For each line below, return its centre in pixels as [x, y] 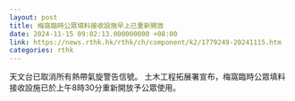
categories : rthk [42, 50]
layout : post [34, 17]
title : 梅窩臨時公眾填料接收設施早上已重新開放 [87, 26]
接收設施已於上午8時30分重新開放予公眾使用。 [95, 88]
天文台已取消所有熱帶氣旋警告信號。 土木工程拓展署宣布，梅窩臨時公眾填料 [147, 77]
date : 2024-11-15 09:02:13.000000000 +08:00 [93, 34]
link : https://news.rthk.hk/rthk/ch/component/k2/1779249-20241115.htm [145, 42]
